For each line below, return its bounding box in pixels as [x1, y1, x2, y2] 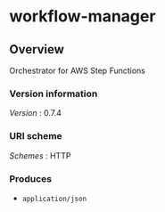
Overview [9, 42, 65, 57]
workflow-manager [9, 6, 156, 27]
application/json [21, 194, 87, 203]
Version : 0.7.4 [9, 108, 62, 118]
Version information [9, 87, 98, 100]
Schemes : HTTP [9, 150, 71, 161]
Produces [9, 172, 52, 184]
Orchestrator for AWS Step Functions [9, 65, 145, 76]
